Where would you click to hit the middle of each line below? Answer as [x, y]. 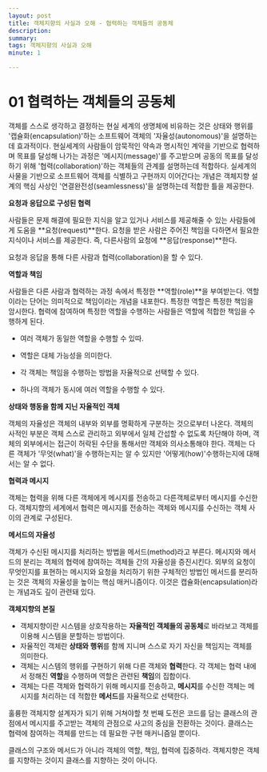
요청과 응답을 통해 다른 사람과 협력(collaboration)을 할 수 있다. [106, 257]
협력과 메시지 [29, 480]
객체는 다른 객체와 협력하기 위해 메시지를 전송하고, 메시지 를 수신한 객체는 [133, 685]
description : [30, 30]
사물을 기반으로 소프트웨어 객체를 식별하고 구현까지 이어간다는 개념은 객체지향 [129, 176]
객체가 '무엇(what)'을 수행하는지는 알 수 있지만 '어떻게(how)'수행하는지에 [131, 453]
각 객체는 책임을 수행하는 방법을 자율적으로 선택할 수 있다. [110, 372]
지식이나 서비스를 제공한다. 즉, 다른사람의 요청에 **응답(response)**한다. [123, 240]
